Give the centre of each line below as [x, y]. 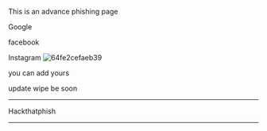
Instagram [25, 58]
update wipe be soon [43, 88]
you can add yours [39, 73]
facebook [24, 42]
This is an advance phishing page [63, 12]
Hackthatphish [32, 111]
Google [20, 27]
